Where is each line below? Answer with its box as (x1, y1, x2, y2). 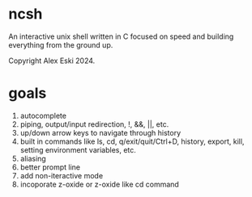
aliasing (19, 153, 46, 163)
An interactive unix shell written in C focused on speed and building (8, 31, 234, 41)
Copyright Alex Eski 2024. (8, 56, 96, 65)
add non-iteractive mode (19, 170, 104, 180)
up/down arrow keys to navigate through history (19, 128, 182, 137)
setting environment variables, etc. (19, 145, 136, 154)
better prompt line (19, 162, 81, 172)
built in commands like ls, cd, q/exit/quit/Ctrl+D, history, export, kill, (19, 136, 245, 146)
